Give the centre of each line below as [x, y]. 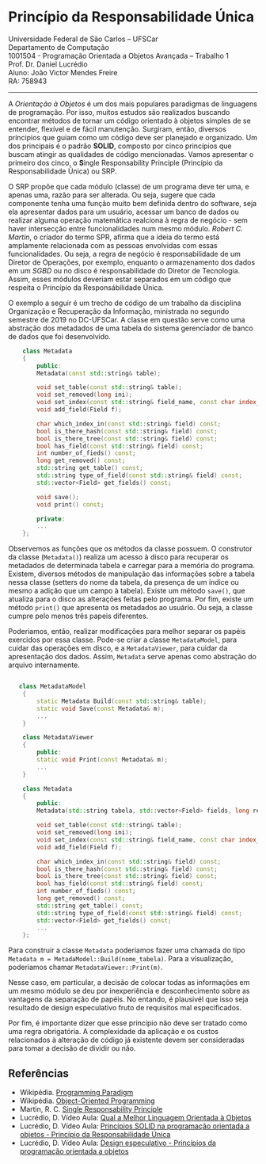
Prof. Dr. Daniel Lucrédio [48, 64]
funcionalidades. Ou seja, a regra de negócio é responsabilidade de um [125, 254]
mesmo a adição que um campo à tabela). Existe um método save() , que [127, 591]
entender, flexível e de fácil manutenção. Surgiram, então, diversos [118, 129]
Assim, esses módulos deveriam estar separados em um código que [120, 279]
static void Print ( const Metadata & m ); [103, 760]
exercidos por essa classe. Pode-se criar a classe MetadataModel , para [123, 640]
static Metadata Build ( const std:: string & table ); [122, 701]
